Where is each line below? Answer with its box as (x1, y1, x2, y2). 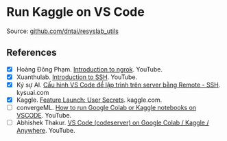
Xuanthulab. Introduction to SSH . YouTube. (16, 73, 138, 81)
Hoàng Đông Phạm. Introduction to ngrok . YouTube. (16, 65, 163, 73)
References (6, 47, 57, 58)
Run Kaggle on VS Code (6, 4, 145, 20)
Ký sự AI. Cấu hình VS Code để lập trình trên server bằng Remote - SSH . (16, 80, 221, 89)
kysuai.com (16, 88, 49, 96)
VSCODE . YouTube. (16, 111, 72, 120)
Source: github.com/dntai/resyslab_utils (6, 27, 119, 35)
